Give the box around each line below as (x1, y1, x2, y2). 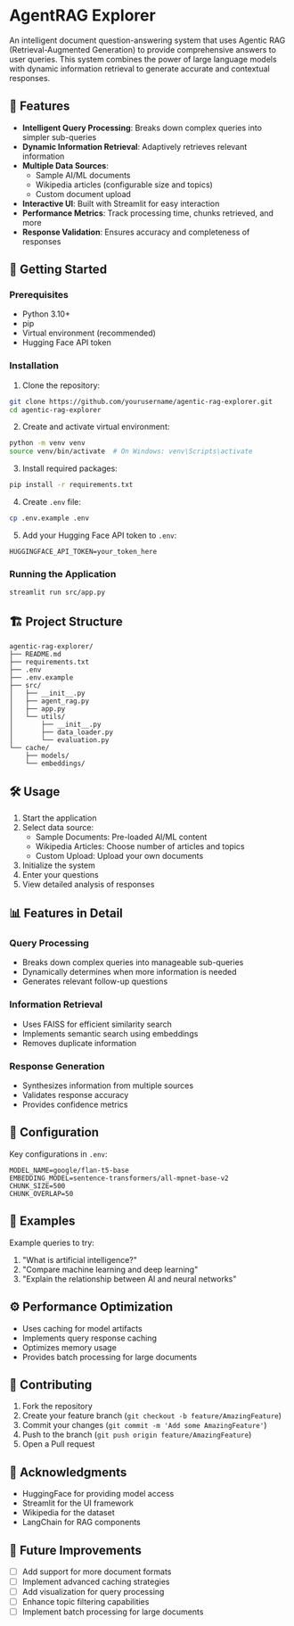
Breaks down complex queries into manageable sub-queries (21, 957, 244, 968)
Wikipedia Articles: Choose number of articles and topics (35, 840, 245, 852)
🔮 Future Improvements (9, 1542, 143, 1557)
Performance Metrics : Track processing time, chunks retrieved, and (21, 207, 274, 219)
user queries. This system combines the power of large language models (9, 54, 278, 64)
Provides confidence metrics (21, 1099, 128, 1110)
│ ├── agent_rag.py (9, 697, 90, 706)
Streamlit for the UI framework (21, 1498, 134, 1508)
